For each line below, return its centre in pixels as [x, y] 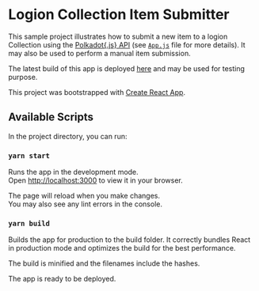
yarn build [29, 223]
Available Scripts [51, 117]
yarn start [29, 155]
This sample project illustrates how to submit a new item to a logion [118, 36]
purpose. [23, 77]
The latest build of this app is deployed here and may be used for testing [127, 68]
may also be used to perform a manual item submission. [100, 53]
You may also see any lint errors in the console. [85, 204]
